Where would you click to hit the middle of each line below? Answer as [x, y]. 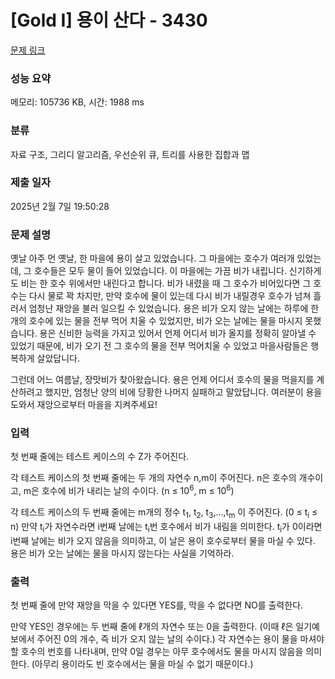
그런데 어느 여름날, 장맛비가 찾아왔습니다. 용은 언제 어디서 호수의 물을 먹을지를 [162, 380]
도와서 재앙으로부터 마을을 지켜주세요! [84, 405]
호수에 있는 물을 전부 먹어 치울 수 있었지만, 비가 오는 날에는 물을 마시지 [165, 321]
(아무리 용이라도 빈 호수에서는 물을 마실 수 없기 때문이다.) [142, 663]
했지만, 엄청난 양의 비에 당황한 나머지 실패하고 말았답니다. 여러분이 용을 [183, 392]
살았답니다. [58, 358]
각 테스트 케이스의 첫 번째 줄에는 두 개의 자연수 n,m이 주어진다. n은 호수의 [153, 478]
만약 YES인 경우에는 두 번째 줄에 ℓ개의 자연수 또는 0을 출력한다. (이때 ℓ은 [152, 626]
